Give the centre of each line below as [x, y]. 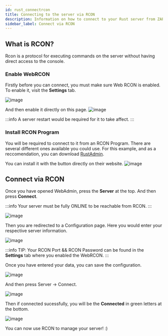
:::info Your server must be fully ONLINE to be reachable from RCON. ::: [78, 206]
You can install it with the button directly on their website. [64, 163]
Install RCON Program [32, 132]
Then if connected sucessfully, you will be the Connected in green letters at [83, 304]
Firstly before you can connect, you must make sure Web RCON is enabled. [83, 85]
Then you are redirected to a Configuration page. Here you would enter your [84, 226]
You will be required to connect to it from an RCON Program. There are [78, 143]
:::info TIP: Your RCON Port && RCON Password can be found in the [74, 250]
